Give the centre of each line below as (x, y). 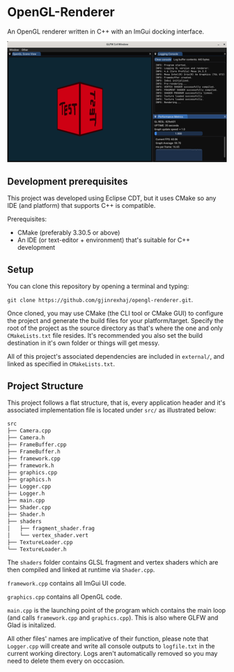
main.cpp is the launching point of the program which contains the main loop (117, 610)
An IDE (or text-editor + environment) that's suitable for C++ (103, 240)
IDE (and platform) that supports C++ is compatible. (81, 206)
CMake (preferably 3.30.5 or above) (69, 233)
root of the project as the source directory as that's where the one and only (115, 328)
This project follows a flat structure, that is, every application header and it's (117, 403)
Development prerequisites (68, 181)
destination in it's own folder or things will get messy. (84, 343)
